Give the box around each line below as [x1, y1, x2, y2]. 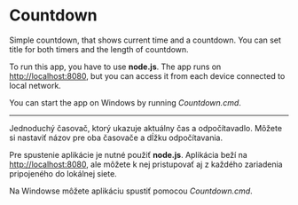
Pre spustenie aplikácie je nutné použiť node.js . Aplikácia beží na [9, 149, 248, 160]
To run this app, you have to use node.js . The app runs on [9, 61, 222, 72]
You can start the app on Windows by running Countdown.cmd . [9, 97, 242, 107]
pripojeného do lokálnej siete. [9, 168, 117, 178]
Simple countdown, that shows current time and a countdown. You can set [9, 35, 282, 45]
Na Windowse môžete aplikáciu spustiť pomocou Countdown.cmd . [9, 185, 253, 196]
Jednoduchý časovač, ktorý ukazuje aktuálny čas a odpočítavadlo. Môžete [9, 122, 282, 133]
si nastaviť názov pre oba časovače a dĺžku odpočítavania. [9, 132, 223, 143]
